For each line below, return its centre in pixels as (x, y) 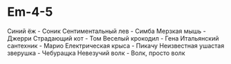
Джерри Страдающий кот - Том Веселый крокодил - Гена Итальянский (113, 38)
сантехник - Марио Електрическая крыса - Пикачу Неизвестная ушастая (116, 45)
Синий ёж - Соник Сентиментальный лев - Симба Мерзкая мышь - (107, 31)
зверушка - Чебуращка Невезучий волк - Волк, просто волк (96, 53)
